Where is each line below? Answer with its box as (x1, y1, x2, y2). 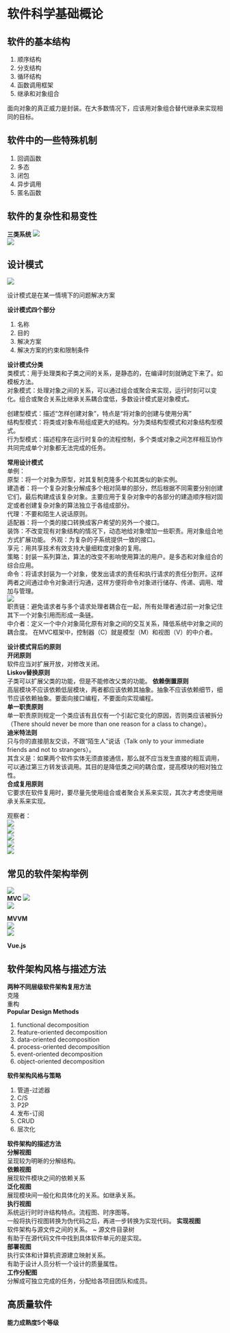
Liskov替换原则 (7, 668, 51, 676)
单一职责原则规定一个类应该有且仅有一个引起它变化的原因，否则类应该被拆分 (7, 711, 223, 720)
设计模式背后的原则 (7, 643, 62, 651)
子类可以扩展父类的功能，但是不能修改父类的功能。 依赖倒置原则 (7, 677, 189, 685)
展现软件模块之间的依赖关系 (7, 1174, 86, 1182)
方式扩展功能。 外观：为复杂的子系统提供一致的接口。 (7, 536, 159, 544)
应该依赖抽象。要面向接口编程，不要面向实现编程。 (12, 694, 157, 703)
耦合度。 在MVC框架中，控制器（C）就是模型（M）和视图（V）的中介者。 (7, 628, 217, 637)
